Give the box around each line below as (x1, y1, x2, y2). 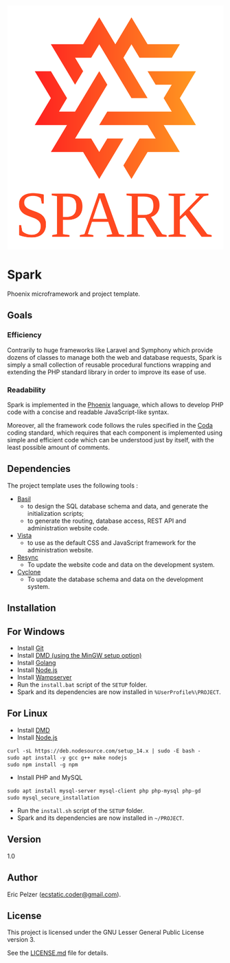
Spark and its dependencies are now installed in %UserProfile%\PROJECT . (16, 688, 221, 696)
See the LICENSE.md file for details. (7, 949, 108, 957)
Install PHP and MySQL (16, 773, 83, 781)
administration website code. (27, 523, 110, 532)
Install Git (16, 644, 44, 652)
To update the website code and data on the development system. (27, 560, 215, 569)
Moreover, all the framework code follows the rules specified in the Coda (7, 422, 213, 430)
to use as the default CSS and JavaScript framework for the (27, 539, 196, 547)
